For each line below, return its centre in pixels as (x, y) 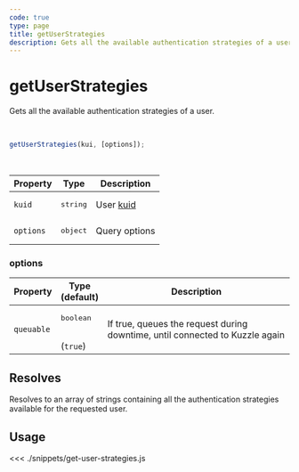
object (74, 231)
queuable (32, 329)
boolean (76, 318)
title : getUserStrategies (57, 34)
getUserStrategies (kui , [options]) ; (77, 145)
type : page (29, 26)
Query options (125, 231)
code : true (29, 17)
